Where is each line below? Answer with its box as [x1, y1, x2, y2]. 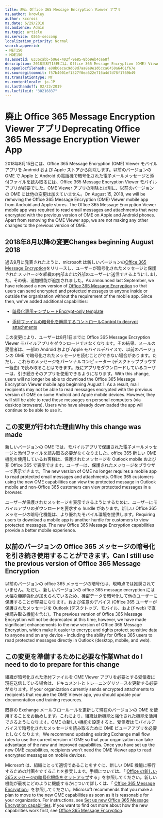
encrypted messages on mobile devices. [5, 752, 86, 758]
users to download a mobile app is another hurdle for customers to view [5, 516, 149, 523]
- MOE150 [5, 52, 23, 57]
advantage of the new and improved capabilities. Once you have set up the [5, 742, 155, 747]
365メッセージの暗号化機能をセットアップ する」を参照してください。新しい [5, 774, 157, 780]
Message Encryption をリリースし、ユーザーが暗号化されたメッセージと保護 [5, 266, 157, 271]
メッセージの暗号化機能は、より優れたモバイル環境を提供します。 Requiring [5, 511, 155, 517]
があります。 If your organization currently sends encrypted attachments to [5, 686, 154, 692]
